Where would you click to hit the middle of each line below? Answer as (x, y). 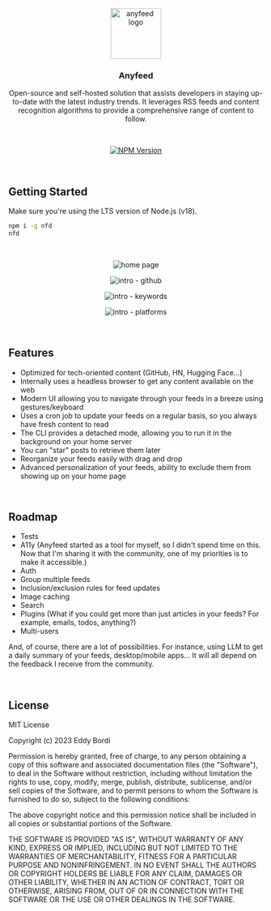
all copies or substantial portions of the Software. (90, 823)
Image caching (45, 597)
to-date (25, 102)
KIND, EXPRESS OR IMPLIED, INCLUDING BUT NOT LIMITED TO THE (123, 848)
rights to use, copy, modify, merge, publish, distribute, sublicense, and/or (130, 782)
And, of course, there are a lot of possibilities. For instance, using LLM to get (136, 647)
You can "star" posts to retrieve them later (90, 450)
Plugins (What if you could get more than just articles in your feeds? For (140, 614)
